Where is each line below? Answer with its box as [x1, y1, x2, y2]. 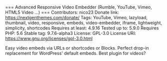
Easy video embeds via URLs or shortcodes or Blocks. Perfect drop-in [5, 45, 149, 51]
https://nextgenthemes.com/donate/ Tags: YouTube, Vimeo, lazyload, [5, 15, 148, 20]
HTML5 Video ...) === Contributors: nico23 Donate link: [5, 9, 119, 15]
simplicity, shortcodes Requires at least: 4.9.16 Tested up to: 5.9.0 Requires [5, 25, 159, 31]
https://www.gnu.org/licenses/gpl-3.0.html [5, 35, 93, 41]
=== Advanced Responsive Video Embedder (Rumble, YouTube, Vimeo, [5, 4, 152, 10]
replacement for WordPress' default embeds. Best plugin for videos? [5, 50, 146, 56]
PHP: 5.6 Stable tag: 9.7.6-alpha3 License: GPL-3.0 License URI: [5, 30, 136, 36]
